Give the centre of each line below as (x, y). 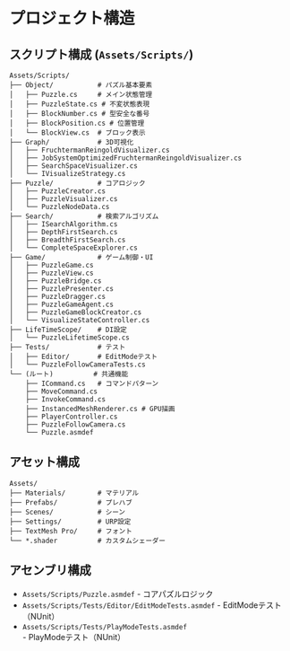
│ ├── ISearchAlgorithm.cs (64, 224)
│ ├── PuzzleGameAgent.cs (62, 304)
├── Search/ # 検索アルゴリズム (84, 216)
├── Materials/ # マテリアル (74, 493)
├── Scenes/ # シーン (67, 512)
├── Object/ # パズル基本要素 (81, 85)
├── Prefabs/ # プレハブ (71, 502)
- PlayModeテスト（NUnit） (74, 637)
